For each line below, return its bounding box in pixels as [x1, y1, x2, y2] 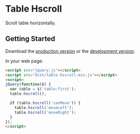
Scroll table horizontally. [5, 20, 56, 26]
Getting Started [5, 35, 55, 43]
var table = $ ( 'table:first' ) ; [10, 87, 76, 92]
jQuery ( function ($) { [5, 82, 51, 87]
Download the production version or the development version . [5, 48, 135, 54]
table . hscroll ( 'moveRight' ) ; [14, 110, 76, 115]
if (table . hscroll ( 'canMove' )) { [10, 100, 81, 106]
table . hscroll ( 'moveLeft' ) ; [14, 105, 74, 110]
